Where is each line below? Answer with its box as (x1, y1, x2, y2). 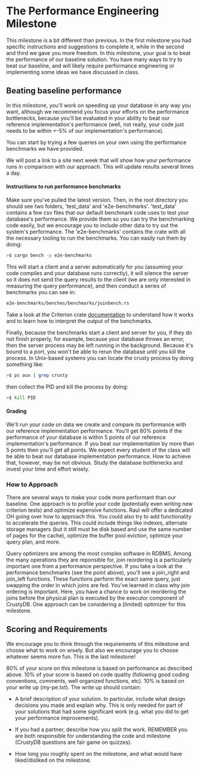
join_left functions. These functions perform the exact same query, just (6, 575, 181, 582)
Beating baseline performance (6, 86, 122, 96)
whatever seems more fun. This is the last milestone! (6, 653, 136, 660)
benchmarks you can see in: (6, 288, 76, 295)
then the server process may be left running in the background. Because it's (6, 341, 193, 349)
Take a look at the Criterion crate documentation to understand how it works (6, 311, 194, 318)
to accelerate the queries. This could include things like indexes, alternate (6, 519, 187, 526)
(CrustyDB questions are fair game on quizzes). (14, 739, 133, 746)
